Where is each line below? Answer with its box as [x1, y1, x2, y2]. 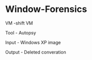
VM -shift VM [5, 20, 33, 26]
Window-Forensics [5, 3, 87, 15]
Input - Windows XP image [5, 39, 61, 45]
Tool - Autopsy [5, 29, 36, 35]
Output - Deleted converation [5, 49, 67, 55]
